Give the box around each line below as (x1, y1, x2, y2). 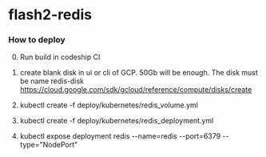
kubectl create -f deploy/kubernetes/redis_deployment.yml (19, 116, 214, 126)
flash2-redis (8, 6, 93, 24)
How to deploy (8, 34, 66, 46)
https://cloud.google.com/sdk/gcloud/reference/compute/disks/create (19, 85, 252, 95)
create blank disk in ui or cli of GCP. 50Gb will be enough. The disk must (19, 68, 258, 78)
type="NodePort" (19, 140, 78, 150)
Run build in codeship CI (19, 52, 101, 62)
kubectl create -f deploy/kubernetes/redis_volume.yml (19, 100, 198, 110)
